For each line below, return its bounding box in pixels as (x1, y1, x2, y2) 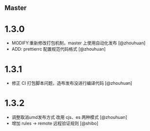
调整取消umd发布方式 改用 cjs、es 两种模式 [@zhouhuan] (11, 114, 128, 120)
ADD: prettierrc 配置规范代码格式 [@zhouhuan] (11, 46, 106, 52)
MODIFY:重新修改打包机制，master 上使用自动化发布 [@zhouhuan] (11, 40, 146, 46)
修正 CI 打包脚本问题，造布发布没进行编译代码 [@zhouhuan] (11, 80, 132, 86)
